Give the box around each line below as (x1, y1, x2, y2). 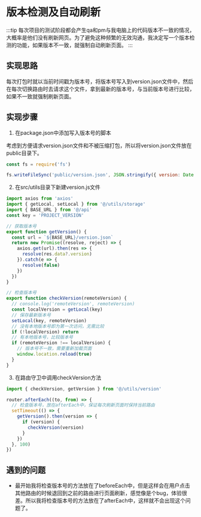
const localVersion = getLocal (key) (11, 306, 103, 312)
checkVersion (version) (28, 424, 84, 431)
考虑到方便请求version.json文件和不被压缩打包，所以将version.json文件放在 (6, 142, 192, 149)
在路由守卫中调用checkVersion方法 (14, 374, 102, 381)
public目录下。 (6, 149, 43, 157)
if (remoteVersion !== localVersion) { (11, 340, 111, 346)
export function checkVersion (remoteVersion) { (6, 295, 127, 302)
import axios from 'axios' (6, 196, 74, 202)
